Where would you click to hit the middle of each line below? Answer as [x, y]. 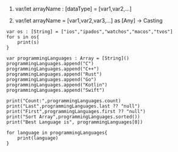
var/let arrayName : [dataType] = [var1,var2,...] [73, 9]
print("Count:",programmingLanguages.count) [64, 101]
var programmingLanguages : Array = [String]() [68, 58]
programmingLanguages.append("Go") [52, 80]
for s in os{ [23, 37]
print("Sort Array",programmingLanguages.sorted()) [73, 117]
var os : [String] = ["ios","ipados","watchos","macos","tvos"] [90, 32]
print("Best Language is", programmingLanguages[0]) [75, 122]
